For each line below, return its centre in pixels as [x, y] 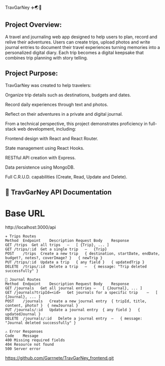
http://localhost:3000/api [30, 227]
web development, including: [47, 129]
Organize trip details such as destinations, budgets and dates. [68, 95]
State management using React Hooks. [45, 148]
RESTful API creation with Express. [41, 157]
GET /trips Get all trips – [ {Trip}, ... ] [57, 245]
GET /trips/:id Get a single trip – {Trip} [56, 249]
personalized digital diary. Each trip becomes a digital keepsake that [75, 52]
